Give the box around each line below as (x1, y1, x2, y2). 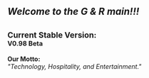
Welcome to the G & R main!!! (7, 6, 140, 18)
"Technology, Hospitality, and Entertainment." (7, 62, 142, 71)
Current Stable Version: (7, 30, 97, 40)
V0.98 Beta (7, 39, 43, 48)
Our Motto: (7, 55, 41, 63)
